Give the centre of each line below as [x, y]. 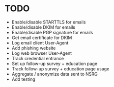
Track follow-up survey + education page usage [60, 68]
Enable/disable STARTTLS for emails [49, 22]
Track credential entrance [38, 58]
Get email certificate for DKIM [42, 38]
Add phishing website [34, 48]
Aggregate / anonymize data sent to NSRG [55, 74]
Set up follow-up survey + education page [55, 64]
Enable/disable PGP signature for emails [52, 32]
